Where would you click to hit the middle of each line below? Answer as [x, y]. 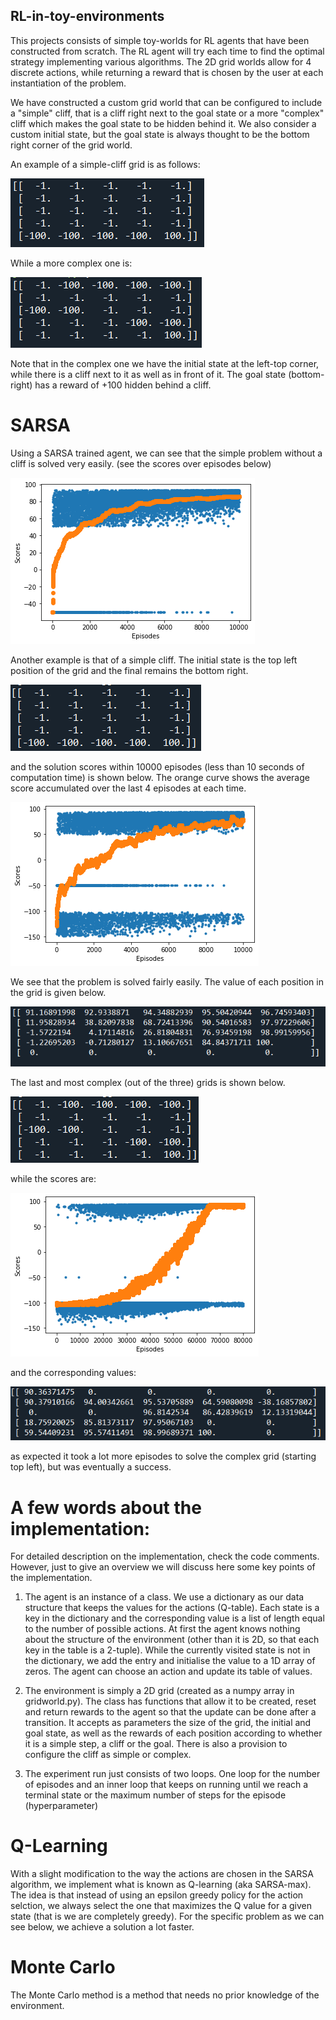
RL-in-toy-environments [87, 16]
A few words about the [106, 1507]
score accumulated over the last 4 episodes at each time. [128, 788]
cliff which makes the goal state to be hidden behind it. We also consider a [163, 123]
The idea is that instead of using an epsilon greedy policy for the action [157, 1895]
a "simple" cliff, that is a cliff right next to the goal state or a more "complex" [167, 113]
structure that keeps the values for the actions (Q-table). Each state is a [172, 1608]
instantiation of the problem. [68, 83]
